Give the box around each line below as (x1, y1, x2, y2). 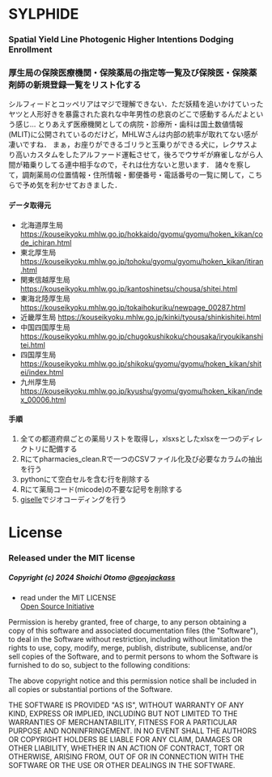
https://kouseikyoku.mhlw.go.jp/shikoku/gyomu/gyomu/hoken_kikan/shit (19, 358, 262, 369)
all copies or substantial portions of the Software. (8, 684, 172, 694)
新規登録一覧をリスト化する (33, 79, 142, 91)
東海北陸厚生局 (19, 293, 70, 303)
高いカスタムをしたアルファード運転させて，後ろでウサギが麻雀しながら (15, 150, 257, 160)
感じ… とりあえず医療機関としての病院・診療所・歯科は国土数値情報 (15, 119, 244, 130)
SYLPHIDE (8, 5, 79, 23)
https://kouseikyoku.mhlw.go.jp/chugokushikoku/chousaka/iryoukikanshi (19, 331, 264, 341)
